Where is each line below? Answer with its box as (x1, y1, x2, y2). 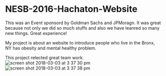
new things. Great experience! (5, 30, 67, 36)
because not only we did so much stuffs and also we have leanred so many (5, 25, 160, 31)
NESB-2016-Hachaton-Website (5, 3, 138, 15)
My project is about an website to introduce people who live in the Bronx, (5, 39, 156, 45)
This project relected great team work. (5, 54, 84, 60)
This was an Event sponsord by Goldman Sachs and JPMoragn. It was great (5, 20, 161, 26)
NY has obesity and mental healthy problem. (5, 45, 97, 51)
